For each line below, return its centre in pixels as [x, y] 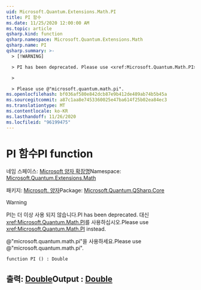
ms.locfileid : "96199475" [38, 122]
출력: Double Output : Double [59, 279]
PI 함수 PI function [50, 154]
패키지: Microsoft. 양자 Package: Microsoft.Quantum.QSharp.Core [85, 191]
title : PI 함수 [24, 17]
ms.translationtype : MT [36, 105]
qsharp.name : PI [26, 46]
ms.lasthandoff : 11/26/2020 [41, 117]
